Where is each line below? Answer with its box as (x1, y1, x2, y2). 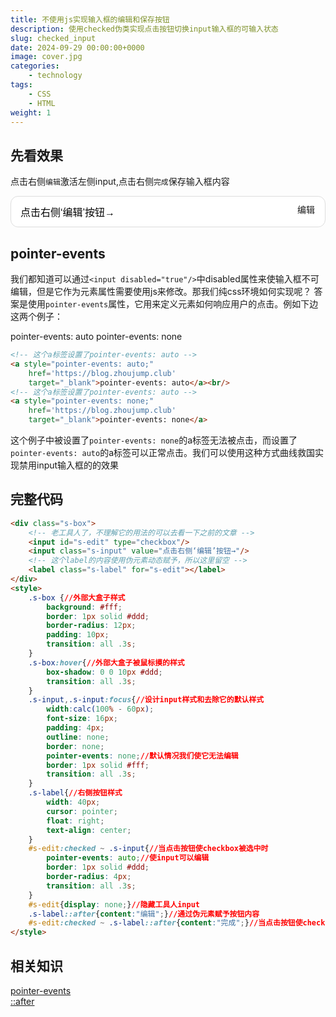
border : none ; (46, 741, 105, 751)
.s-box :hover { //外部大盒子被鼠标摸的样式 (28, 657, 185, 668)
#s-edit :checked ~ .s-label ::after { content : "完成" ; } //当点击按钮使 (28, 918, 303, 928)
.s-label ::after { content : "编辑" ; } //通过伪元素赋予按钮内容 (28, 909, 260, 919)
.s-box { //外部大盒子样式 (28, 592, 126, 603)
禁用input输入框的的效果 (18, 459, 120, 471)
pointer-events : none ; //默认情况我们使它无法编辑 (46, 751, 239, 761)
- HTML (28, 98, 56, 108)
